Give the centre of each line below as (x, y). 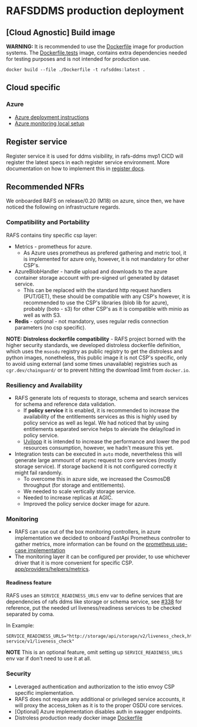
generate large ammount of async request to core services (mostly (95, 460)
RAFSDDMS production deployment (95, 11)
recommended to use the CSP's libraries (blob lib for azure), (96, 303)
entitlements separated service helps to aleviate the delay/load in (102, 429)
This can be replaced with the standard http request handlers (97, 290)
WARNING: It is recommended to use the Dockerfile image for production (95, 46)
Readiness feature (29, 582)
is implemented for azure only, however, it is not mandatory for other (106, 259)
